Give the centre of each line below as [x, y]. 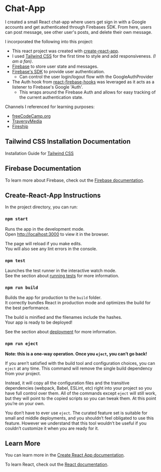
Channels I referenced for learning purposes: [50, 107]
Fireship [20, 126]
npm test [15, 260]
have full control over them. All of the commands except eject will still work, [81, 393]
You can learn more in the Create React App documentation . [65, 455]
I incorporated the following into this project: [49, 41]
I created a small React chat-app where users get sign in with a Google [76, 22]
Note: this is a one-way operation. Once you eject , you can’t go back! [76, 354]
